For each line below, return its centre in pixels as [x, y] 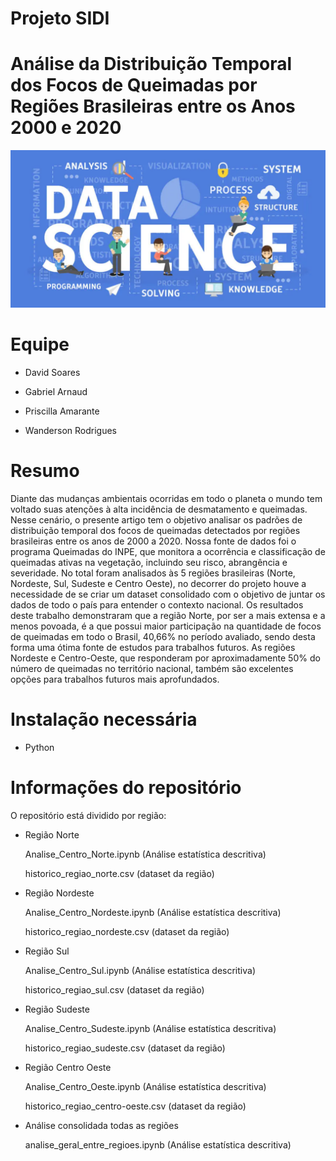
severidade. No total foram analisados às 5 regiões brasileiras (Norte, [153, 573]
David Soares [52, 373]
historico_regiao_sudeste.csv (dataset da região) [125, 1048]
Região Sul [47, 951]
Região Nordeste [59, 893]
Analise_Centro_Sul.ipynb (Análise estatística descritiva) [140, 970]
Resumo [45, 471]
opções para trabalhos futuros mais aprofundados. [115, 679]
